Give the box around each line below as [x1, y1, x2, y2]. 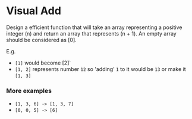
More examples [6, 86, 52, 95]
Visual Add [6, 4, 61, 18]
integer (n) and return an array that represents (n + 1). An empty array [6, 30, 177, 37]
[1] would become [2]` [14, 59, 71, 66]
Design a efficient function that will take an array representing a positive [6, 24, 182, 31]
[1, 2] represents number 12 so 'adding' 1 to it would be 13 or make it [14, 65, 186, 72]
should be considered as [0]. [6, 36, 77, 43]
